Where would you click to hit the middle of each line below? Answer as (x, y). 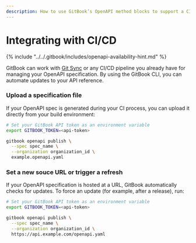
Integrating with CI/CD (61, 40)
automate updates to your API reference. (55, 80)
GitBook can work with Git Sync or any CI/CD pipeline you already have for (96, 68)
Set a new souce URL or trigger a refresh (64, 172)
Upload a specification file (44, 95)
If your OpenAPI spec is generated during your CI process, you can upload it (98, 108)
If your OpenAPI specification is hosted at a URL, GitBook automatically (92, 185)
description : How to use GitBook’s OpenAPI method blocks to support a (95, 11)
